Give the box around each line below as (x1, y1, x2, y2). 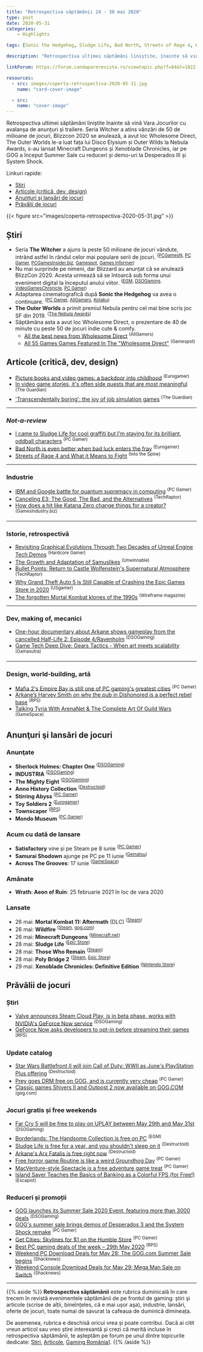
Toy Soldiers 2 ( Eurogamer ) (14, 799, 80, 807)
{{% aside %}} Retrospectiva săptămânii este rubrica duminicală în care (6, 1289, 188, 1296)
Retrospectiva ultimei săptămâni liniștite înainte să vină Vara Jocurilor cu (6, 119, 186, 127)
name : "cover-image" (17, 103, 69, 109)
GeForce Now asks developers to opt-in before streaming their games (14, 1026, 189, 1033)
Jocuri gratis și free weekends (6, 1106, 97, 1114)
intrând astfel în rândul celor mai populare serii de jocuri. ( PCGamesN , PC (14, 252, 192, 261)
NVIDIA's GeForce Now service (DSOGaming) (14, 1018, 123, 1027)
